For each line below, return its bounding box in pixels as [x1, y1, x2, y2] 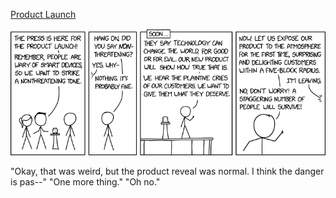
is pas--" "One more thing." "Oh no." [10, 175, 161, 188]
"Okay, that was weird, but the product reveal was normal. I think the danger [10, 165, 325, 177]
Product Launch [10, 9, 77, 20]
